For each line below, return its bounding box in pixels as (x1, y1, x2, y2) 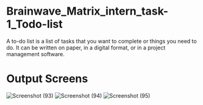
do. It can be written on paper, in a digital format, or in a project (6, 44, 166, 51)
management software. (6, 50, 65, 57)
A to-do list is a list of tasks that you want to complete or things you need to (6, 37, 197, 45)
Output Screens (6, 72, 89, 86)
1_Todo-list (6, 17, 63, 31)
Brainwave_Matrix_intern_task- (6, 4, 169, 18)
